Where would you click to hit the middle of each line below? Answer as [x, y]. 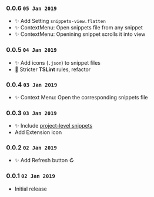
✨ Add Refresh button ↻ [44, 161]
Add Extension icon [38, 132]
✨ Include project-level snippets [53, 126]
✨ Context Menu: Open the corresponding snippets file [81, 97]
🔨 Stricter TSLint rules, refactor [53, 69]
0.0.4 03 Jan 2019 [32, 85]
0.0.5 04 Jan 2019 [31, 50]
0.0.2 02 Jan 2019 [31, 148]
